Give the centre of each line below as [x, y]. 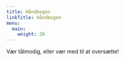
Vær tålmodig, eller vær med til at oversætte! [63, 51]
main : [19, 29]
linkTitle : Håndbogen [34, 18]
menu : [13, 23]
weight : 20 [31, 34]
